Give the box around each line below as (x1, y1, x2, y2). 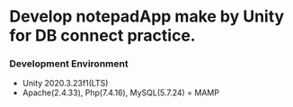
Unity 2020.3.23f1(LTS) (22, 78, 109, 89)
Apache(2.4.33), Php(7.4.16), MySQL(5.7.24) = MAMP (22, 87, 220, 98)
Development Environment (9, 58, 129, 70)
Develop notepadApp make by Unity (9, 6, 285, 27)
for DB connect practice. (9, 25, 196, 46)
